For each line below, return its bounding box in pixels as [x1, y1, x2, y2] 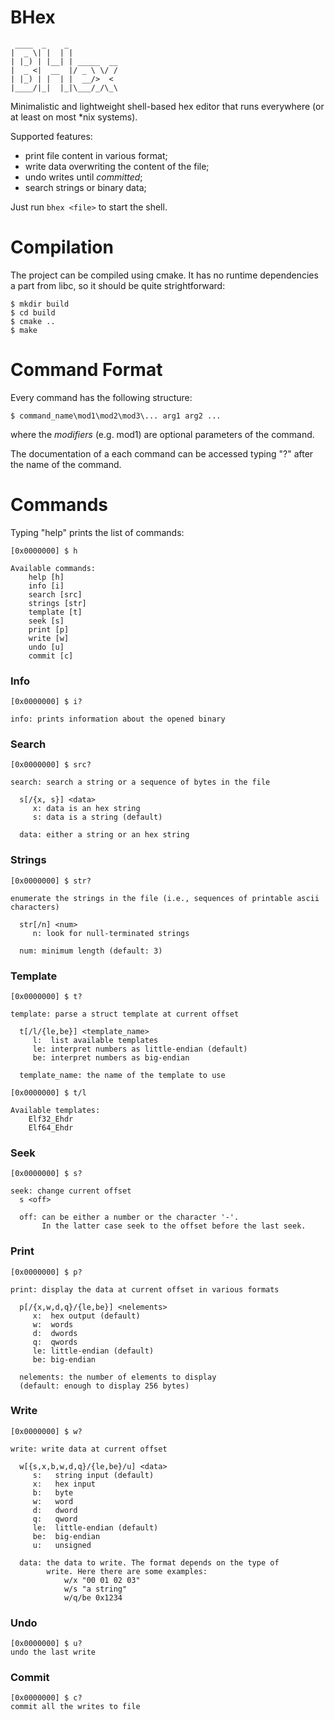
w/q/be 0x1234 [63, 1592, 123, 1603]
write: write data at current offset [10, 1444, 168, 1454]
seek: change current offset [10, 1186, 132, 1196]
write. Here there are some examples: [46, 1566, 208, 1576]
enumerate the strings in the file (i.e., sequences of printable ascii [10, 893, 320, 903]
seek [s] [28, 616, 65, 626]
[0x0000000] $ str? [10, 876, 92, 886]
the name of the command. [10, 458, 122, 470]
